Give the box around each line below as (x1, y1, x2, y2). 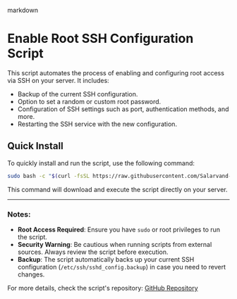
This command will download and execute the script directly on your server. (7, 185, 228, 193)
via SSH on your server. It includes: (7, 76, 109, 84)
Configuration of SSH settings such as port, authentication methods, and (17, 105, 229, 113)
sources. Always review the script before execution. (17, 248, 169, 256)
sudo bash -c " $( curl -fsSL (7, 172, 90, 179)
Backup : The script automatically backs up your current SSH (17, 255, 195, 263)
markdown (7, 6, 39, 14)
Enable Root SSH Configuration (7, 31, 194, 46)
